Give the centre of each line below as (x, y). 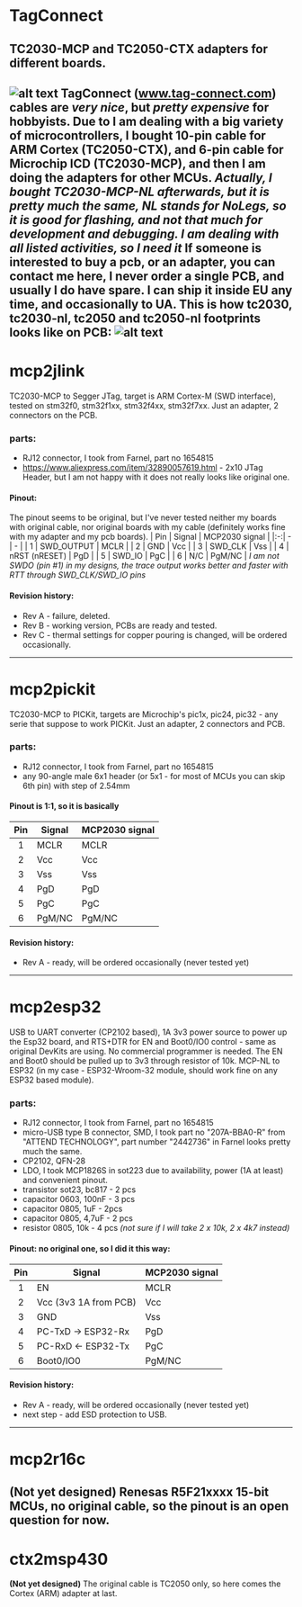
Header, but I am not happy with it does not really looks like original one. (156, 477)
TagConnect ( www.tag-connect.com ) (169, 93)
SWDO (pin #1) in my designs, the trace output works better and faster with (149, 566)
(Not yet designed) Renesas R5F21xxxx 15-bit (139, 1492)
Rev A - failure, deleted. (66, 615)
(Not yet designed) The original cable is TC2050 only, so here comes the (145, 1584)
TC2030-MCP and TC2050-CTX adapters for (138, 49)
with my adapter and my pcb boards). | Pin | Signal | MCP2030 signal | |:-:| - (151, 537)
